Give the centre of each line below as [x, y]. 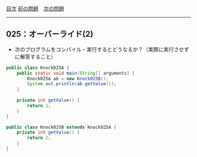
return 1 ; [39, 106]
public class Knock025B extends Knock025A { [61, 127]
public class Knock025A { [38, 68]
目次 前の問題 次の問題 [35, 8]
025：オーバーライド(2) [50, 34]
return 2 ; [39, 138]
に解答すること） [35, 57]
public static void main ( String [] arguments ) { [76, 73]
